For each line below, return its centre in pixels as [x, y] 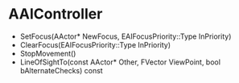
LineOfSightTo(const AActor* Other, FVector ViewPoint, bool [120, 62]
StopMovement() [48, 53]
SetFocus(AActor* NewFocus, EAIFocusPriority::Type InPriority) [126, 36]
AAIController [56, 14]
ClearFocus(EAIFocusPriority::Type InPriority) [95, 44]
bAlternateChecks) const [61, 70]
